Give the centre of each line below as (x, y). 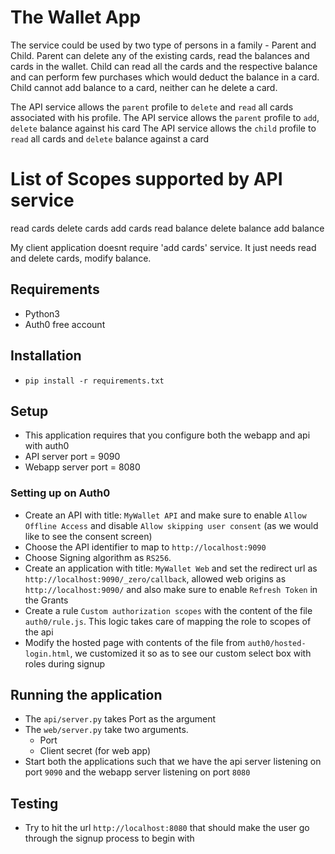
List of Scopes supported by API (146, 179)
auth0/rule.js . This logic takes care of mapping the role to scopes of (168, 621)
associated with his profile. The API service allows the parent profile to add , (165, 117)
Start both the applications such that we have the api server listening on (173, 762)
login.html (47, 654)
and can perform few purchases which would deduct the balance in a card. (165, 77)
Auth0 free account (65, 324)
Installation (46, 356)
